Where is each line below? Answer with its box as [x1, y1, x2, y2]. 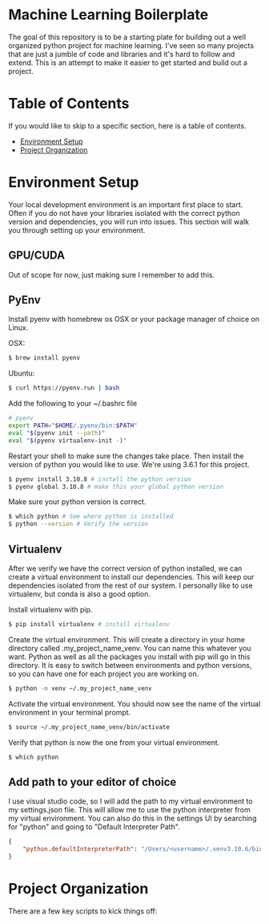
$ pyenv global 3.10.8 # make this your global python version [8, 482, 224, 490]
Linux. [8, 323, 29, 332]
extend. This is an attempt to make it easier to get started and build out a [8, 58, 248, 67]
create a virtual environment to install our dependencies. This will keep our [8, 572, 255, 581]
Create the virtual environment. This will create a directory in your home [8, 634, 246, 644]
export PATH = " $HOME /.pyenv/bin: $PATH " [8, 421, 138, 430]
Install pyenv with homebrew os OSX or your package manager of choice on [8, 315, 260, 324]
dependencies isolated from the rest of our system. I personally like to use [8, 580, 254, 590]
